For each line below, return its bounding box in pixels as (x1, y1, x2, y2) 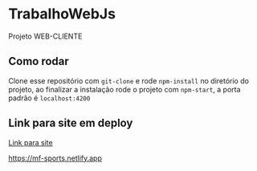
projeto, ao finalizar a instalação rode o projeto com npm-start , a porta (8, 84, 241, 94)
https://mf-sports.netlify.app (8, 153, 102, 163)
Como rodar (8, 55, 70, 68)
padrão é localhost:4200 (8, 93, 91, 103)
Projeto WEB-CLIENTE (8, 31, 83, 41)
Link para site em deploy (8, 116, 133, 130)
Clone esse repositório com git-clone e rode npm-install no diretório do (8, 75, 249, 85)
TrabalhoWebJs (8, 5, 116, 23)
